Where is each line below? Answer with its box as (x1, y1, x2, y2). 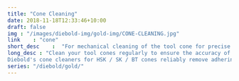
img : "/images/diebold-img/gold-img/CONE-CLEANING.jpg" (7, 30, 180, 37)
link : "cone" (7, 37, 59, 44)
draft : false (7, 23, 46, 30)
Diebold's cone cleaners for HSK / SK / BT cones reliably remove (7, 56, 208, 63)
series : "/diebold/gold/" (7, 63, 84, 70)
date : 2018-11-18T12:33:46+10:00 (7, 17, 107, 24)
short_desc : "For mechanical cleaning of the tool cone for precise (7, 43, 231, 50)
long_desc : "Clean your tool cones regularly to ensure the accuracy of (7, 50, 231, 57)
